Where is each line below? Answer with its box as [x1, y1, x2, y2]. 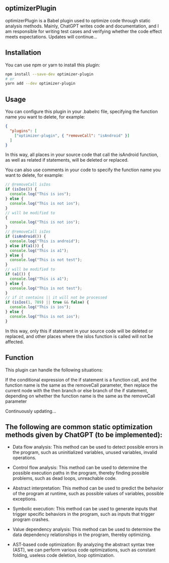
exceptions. [12, 496, 37, 502]
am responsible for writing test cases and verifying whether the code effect [5, 28, 162, 34]
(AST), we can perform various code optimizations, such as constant [12, 547, 156, 553]
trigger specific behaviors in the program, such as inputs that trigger [12, 511, 155, 517]
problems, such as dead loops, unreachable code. [12, 475, 117, 481]
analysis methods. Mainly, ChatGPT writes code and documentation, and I [5, 23, 159, 29]
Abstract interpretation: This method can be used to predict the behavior [12, 485, 164, 491]
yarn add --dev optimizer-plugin [5, 81, 76, 86]
